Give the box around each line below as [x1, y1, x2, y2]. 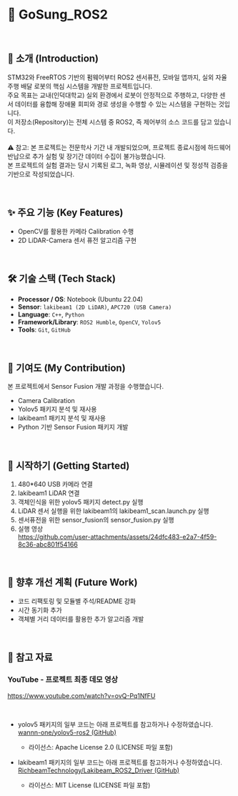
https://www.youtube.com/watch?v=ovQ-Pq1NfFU [7, 691, 156, 700]
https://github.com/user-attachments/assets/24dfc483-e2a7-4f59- [17, 532, 217, 541]
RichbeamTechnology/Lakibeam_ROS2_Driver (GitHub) [17, 766, 180, 775]
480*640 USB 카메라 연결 [17, 480, 93, 488]
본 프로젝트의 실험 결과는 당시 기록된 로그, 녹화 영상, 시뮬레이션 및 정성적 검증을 [7, 161, 229, 169]
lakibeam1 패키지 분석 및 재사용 [17, 414, 106, 422]
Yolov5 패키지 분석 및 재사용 [17, 405, 97, 414]
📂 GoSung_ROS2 [7, 6, 109, 23]
